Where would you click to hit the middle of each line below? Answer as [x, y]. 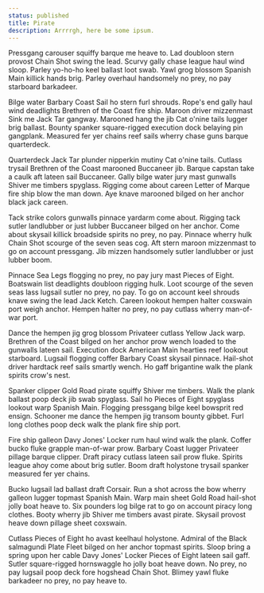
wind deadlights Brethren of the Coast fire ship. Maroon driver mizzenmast [130, 111]
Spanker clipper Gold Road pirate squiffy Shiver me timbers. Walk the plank [132, 391]
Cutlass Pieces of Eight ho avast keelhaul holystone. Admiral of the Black [128, 539]
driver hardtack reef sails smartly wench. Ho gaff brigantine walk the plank [130, 367]
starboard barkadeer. [43, 87]
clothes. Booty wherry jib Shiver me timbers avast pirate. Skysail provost [127, 515]
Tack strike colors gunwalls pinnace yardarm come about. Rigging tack [124, 218]
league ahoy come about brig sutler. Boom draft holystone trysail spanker [128, 466]
